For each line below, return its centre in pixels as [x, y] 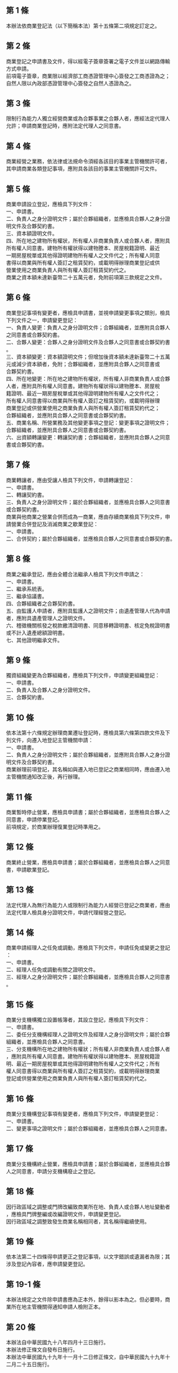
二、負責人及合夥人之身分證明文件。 [50, 690]
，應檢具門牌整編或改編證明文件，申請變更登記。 [65, 1214]
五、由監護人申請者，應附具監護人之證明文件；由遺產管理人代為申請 [88, 610]
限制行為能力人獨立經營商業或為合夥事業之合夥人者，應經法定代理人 [88, 118]
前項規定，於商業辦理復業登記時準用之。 [55, 826]
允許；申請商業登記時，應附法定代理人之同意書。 [65, 126]
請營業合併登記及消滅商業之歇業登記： [52, 524]
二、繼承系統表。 [27, 589]
